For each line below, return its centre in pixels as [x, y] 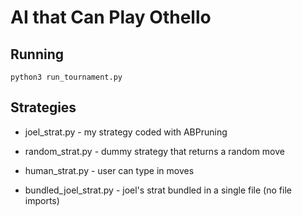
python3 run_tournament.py [66, 77]
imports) [42, 200]
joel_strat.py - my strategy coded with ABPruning [126, 132]
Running [37, 54]
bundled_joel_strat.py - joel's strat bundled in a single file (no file [158, 190]
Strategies [43, 107]
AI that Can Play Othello [111, 17]
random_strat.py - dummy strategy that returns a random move [154, 151]
